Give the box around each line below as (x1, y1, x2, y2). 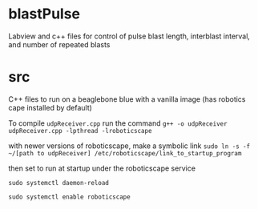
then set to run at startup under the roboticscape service (8, 163, 196, 173)
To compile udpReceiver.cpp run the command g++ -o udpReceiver (8, 118, 228, 128)
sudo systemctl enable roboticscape (8, 193, 131, 201)
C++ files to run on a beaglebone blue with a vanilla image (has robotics (8, 94, 246, 104)
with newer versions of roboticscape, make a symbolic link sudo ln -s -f (8, 141, 251, 151)
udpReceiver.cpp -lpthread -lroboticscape (8, 127, 152, 135)
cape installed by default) (8, 102, 92, 112)
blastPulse (8, 5, 81, 23)
